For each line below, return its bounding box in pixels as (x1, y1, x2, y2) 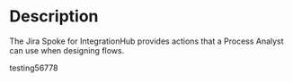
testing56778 (9, 62, 58, 73)
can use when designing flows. (9, 45, 125, 55)
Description (9, 6, 99, 27)
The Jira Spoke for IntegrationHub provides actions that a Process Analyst (9, 36, 285, 46)
